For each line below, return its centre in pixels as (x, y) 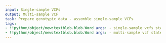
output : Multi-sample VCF (32, 14)
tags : (11, 23)
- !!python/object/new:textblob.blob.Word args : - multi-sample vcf (77, 33)
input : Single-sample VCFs (33, 10)
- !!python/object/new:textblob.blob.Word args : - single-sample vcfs (79, 28)
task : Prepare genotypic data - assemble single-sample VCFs (69, 19)
